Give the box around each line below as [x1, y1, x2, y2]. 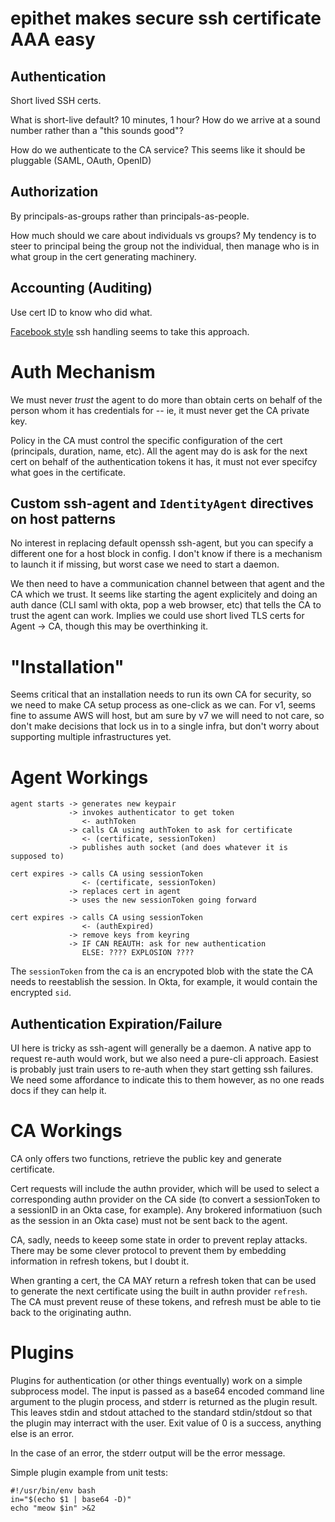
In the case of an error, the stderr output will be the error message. [10, 1447, 286, 1459]
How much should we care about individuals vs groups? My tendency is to [10, 229, 317, 241]
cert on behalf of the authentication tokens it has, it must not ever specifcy [10, 455, 318, 467]
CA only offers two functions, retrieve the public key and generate [10, 1153, 282, 1164]
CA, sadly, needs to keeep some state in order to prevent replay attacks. [10, 1234, 308, 1246]
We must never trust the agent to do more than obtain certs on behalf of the [10, 393, 323, 406]
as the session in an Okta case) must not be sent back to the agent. [10, 1215, 288, 1226]
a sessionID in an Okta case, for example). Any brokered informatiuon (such [10, 1204, 323, 1216]
